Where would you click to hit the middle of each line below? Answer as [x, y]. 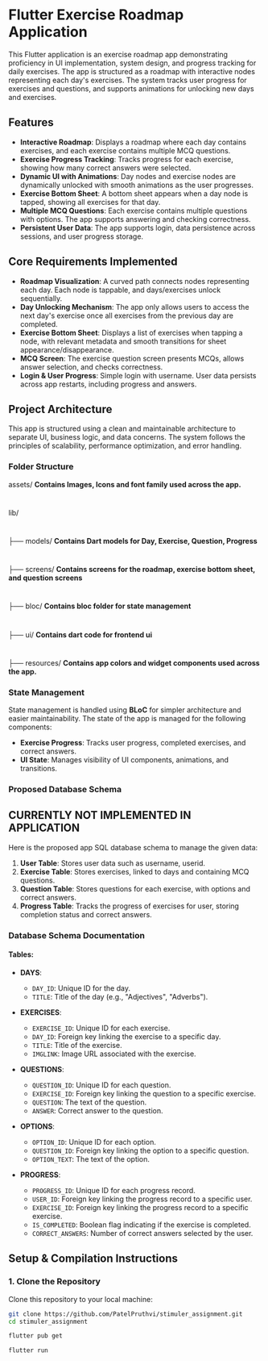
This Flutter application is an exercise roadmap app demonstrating [118, 54]
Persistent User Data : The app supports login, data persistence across [138, 228]
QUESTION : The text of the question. [89, 1102]
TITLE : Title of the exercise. [77, 1045]
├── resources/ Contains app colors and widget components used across [134, 662]
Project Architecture [60, 409]
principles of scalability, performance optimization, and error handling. [125, 446]
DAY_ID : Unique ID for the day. [81, 988]
